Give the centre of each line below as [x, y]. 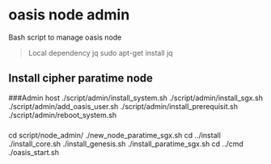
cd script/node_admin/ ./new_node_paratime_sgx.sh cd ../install [114, 135]
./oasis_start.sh [34, 152]
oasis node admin [69, 15]
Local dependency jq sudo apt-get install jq [100, 53]
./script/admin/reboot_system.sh [63, 115]
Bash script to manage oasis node [65, 37]
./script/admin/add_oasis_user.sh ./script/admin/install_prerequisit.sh [123, 106]
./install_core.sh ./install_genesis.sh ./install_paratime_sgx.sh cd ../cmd [126, 144]
